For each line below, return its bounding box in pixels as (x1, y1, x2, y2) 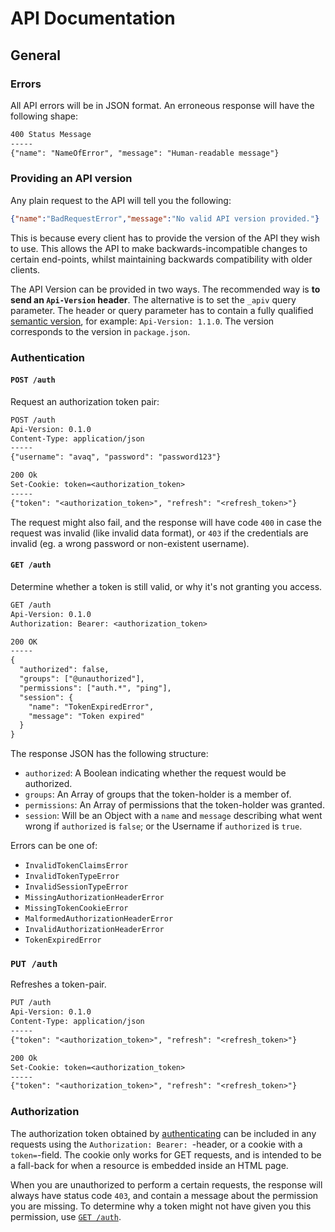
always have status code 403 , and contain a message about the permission (10, 1189, 319, 1201)
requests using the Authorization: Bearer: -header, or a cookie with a (10, 1138, 303, 1150)
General (10, 47, 62, 64)
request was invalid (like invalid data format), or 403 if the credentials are (10, 527, 309, 539)
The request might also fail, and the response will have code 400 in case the (10, 516, 322, 528)
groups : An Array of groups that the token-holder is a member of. (24, 788, 292, 801)
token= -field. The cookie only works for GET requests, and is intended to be (10, 1148, 322, 1161)
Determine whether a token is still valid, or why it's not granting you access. (10, 580, 323, 592)
